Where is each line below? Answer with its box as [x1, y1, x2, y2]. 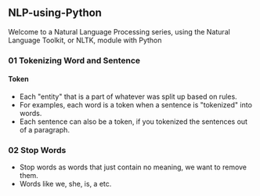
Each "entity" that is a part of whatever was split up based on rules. [19, 92, 237, 101]
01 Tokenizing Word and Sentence [8, 55, 141, 66]
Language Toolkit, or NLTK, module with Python [8, 35, 162, 45]
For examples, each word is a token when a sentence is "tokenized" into [19, 100, 253, 109]
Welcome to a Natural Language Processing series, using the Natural [8, 27, 231, 36]
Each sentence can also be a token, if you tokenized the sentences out [19, 117, 248, 126]
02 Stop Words [8, 144, 67, 155]
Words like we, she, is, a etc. [19, 180, 112, 189]
